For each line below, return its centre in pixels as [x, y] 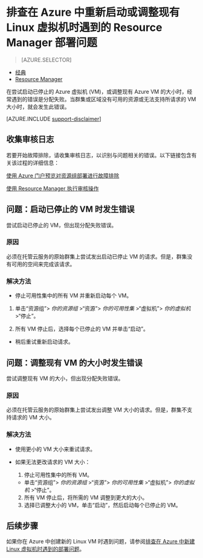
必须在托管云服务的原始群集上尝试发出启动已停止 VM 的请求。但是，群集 [97, 256]
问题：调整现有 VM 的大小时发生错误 [75, 363]
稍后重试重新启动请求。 [44, 342]
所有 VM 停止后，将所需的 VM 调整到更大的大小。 [86, 497]
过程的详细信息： [38, 162]
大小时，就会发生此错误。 [38, 107]
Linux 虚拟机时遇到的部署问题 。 [46, 549]
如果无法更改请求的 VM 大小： [53, 462]
